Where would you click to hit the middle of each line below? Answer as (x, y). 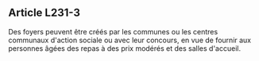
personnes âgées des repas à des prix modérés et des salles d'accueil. (124, 48)
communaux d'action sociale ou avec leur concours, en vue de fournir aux (130, 40)
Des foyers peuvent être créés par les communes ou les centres (113, 31)
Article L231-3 (44, 13)
